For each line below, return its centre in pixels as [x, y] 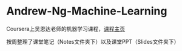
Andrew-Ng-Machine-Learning [87, 11]
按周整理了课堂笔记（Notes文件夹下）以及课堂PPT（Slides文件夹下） [93, 41]
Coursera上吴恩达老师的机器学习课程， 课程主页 [66, 29]
